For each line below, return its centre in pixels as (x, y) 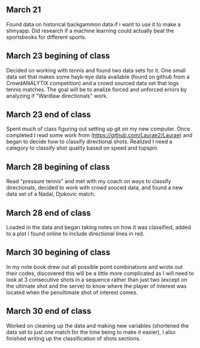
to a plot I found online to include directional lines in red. (75, 234)
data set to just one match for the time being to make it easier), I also (91, 332)
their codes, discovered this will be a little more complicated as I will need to (100, 273)
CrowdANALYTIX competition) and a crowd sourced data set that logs (93, 83)
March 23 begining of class (58, 56)
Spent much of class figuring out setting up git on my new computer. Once (98, 129)
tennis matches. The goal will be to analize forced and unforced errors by (97, 89)
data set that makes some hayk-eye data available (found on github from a (98, 77)
